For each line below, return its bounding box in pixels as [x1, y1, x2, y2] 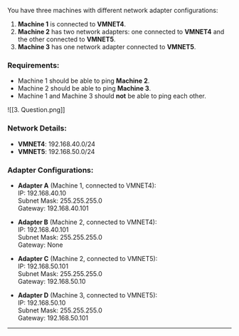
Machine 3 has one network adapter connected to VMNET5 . [17, 43, 196, 51]
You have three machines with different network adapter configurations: [7, 6, 218, 14]
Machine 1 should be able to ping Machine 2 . [17, 76, 150, 85]
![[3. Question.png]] [7, 106, 65, 114]
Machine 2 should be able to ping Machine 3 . [17, 84, 152, 93]
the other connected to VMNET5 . [17, 35, 116, 44]
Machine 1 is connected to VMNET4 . [17, 20, 127, 28]
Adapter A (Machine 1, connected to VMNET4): [17, 181, 156, 190]
